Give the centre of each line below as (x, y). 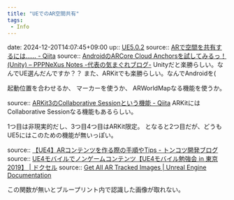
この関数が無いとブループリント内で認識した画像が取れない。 (96, 190)
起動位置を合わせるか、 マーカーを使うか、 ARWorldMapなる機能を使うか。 (116, 89)
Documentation (29, 176)
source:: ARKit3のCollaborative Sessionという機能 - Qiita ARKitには (104, 103)
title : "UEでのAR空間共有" (43, 14)
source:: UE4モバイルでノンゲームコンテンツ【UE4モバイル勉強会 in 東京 (113, 159)
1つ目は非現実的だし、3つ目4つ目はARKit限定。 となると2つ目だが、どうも (115, 127)
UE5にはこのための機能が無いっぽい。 (62, 135)
